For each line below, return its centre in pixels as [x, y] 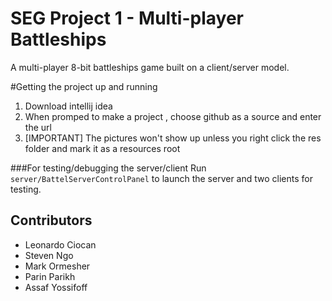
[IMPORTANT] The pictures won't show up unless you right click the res [173, 138]
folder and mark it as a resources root [102, 148]
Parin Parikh [50, 276]
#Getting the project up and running [84, 86]
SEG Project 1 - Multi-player [127, 18]
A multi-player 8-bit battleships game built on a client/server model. [150, 67]
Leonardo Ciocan [60, 244]
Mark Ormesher [57, 266]
